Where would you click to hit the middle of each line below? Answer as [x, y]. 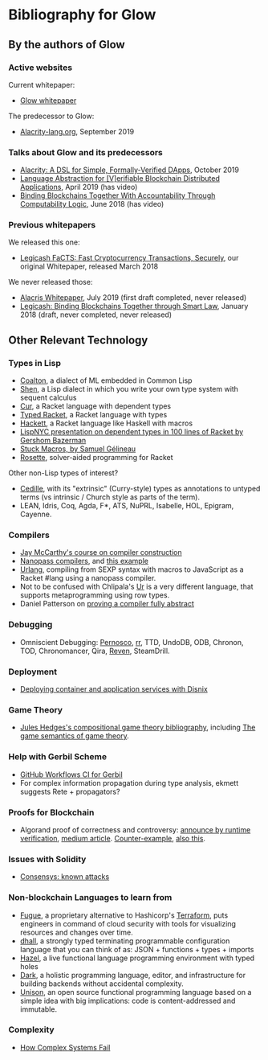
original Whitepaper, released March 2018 [89, 266]
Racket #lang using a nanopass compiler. [88, 578]
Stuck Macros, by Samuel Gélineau [78, 449]
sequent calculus [48, 398]
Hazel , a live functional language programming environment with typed [137, 958]
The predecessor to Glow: [51, 116]
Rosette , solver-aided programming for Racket [97, 458]
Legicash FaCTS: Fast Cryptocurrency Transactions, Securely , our [129, 258]
